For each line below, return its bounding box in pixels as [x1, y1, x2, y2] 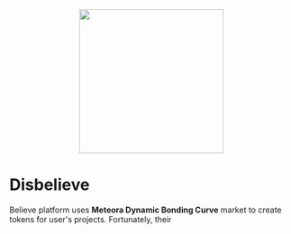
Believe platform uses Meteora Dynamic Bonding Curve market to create [9, 204, 282, 215]
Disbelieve [9, 175, 90, 195]
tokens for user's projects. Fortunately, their [9, 213, 172, 224]
